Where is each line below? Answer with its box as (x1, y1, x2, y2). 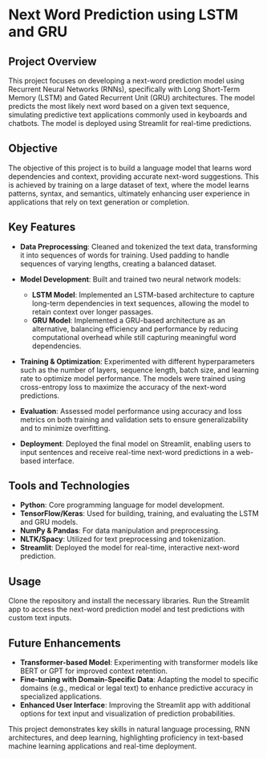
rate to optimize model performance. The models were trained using (19, 373, 246, 383)
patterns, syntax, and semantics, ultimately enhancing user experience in (8, 189, 250, 198)
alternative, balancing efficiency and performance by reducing (31, 323, 239, 334)
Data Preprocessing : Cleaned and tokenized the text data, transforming (19, 241, 258, 251)
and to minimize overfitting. (19, 423, 111, 432)
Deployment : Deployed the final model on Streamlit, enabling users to (19, 439, 251, 448)
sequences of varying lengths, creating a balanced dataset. (19, 258, 217, 268)
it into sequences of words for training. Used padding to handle (19, 250, 230, 260)
